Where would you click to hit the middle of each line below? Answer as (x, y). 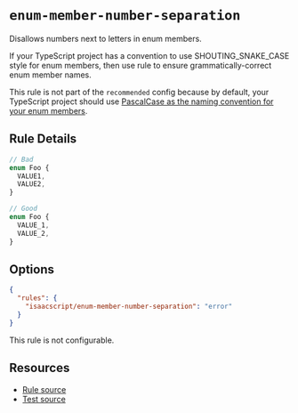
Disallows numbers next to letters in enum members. (105, 38)
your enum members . (48, 110)
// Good (24, 209)
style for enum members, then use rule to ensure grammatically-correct (141, 65)
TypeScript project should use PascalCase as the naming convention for (141, 101)
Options (32, 269)
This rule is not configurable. (62, 340)
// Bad (21, 159)
